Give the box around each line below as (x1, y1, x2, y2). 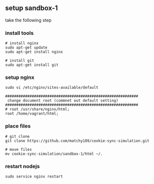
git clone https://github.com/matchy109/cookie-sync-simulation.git (5, 138, 150, 143)
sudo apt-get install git (5, 62, 58, 67)
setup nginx (5, 74, 35, 81)
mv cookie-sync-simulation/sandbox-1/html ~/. (5, 151, 103, 156)
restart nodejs (5, 163, 40, 170)
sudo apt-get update (5, 45, 48, 50)
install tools (5, 29, 34, 36)
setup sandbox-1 (5, 4, 58, 12)
